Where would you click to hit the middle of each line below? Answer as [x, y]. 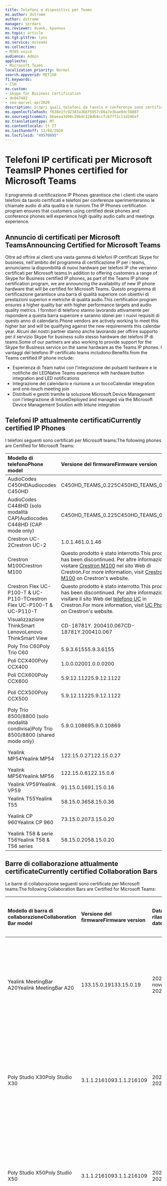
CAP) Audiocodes [28, 518]
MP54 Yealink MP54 [31, 758]
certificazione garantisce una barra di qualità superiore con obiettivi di [77, 294]
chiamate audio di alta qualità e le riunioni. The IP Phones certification [76, 206]
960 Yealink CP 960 [31, 822]
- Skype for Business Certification [43, 93]
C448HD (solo [25, 506]
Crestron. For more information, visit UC [107, 605]
